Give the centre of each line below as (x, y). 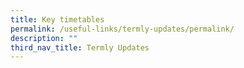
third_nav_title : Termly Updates (80, 47)
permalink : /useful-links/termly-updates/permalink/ (122, 29)
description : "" (44, 38)
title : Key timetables (57, 19)
